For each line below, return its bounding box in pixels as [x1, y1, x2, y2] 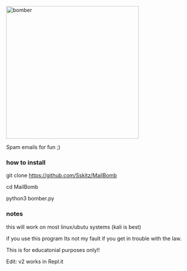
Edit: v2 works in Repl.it [6, 258, 64, 265]
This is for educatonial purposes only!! [6, 246, 100, 253]
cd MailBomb [6, 184, 39, 191]
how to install [6, 158, 46, 166]
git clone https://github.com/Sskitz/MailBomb [6, 172, 118, 179]
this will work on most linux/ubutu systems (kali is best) [6, 223, 141, 231]
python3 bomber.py [6, 195, 55, 202]
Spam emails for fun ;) [6, 144, 61, 150]
